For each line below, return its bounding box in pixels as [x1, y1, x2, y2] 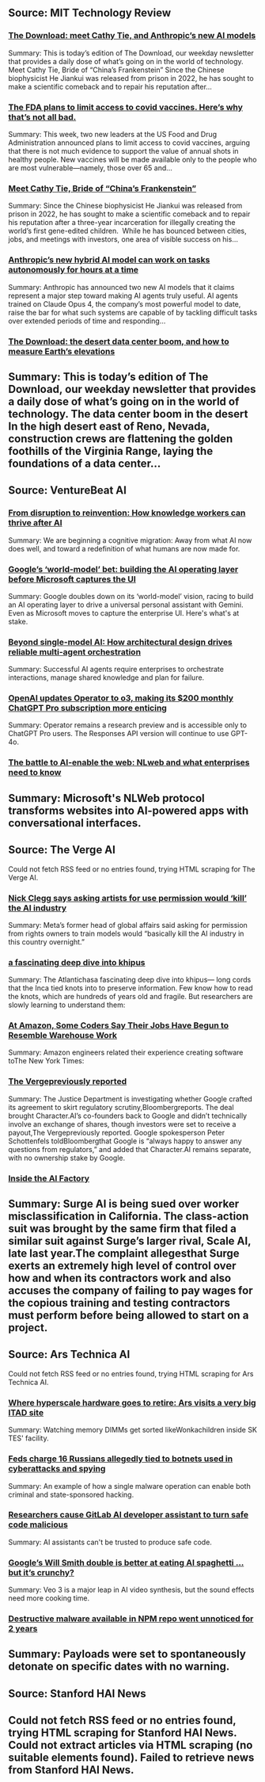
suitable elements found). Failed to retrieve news [8, 1751, 255, 1765]
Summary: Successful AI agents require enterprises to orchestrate [8, 665, 224, 674]
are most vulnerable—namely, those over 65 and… [8, 162, 172, 173]
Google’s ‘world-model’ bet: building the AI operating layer [8, 563, 239, 574]
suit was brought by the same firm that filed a [8, 1222, 237, 1235]
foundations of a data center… [8, 456, 161, 470]
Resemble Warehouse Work [8, 1030, 117, 1041]
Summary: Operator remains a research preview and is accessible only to [8, 720, 248, 730]
